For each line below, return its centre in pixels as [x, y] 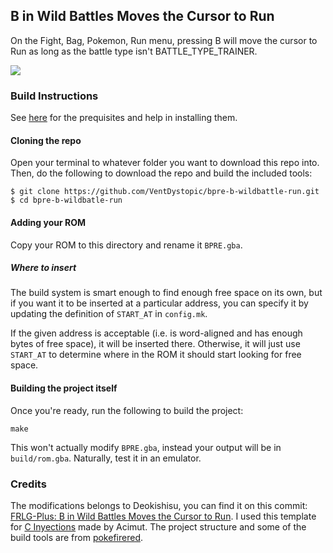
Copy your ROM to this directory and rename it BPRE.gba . [126, 245]
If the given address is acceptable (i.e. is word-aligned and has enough [156, 333]
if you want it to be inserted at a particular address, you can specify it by [159, 303]
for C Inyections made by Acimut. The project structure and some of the [158, 526]
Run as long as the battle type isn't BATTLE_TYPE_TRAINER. [134, 51]
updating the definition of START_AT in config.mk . [109, 314]
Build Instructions [54, 96]
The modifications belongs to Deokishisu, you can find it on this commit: [159, 505]
